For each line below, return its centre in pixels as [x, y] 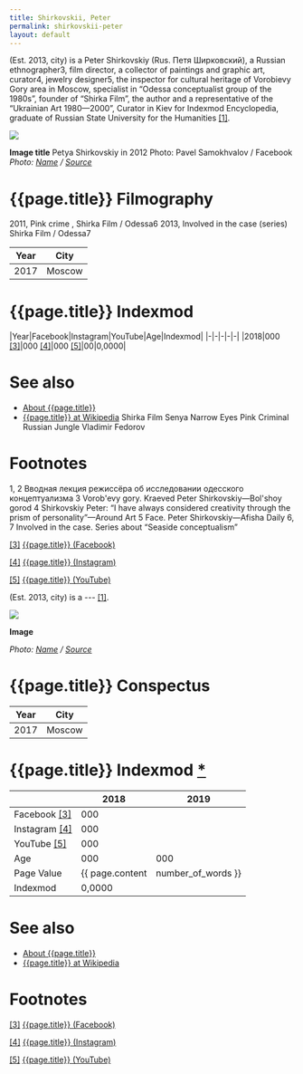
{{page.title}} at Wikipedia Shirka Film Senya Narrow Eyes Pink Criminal [156, 417]
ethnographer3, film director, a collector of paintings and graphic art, [137, 70]
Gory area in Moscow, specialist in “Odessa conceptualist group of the [141, 89]
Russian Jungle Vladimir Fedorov [84, 427]
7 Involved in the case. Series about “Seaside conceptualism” [123, 527]
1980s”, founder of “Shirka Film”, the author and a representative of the [142, 99]
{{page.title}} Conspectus [110, 686]
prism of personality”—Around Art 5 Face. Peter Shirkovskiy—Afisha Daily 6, [152, 518]
